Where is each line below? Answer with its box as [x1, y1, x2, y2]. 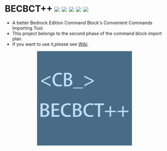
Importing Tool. [12, 25, 44, 31]
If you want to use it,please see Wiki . [12, 41, 89, 47]
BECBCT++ [5, 3, 53, 15]
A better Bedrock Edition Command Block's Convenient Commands [12, 20, 153, 26]
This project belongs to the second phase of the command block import [12, 30, 162, 36]
